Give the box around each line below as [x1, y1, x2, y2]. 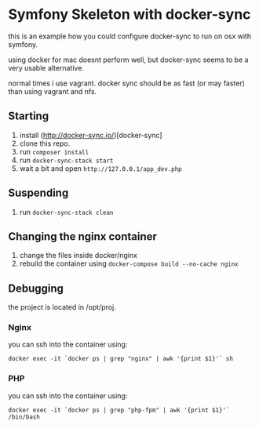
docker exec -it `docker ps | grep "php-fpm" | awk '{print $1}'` [8, 406, 230, 414]
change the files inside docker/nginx [19, 251, 137, 260]
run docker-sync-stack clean [19, 207, 114, 216]
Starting [8, 110, 49, 123]
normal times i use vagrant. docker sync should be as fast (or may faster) [8, 78, 246, 88]
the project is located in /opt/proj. [8, 303, 116, 312]
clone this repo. [19, 139, 71, 148]
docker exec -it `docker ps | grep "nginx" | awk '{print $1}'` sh [8, 355, 234, 363]
